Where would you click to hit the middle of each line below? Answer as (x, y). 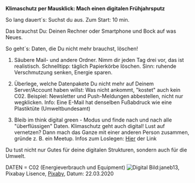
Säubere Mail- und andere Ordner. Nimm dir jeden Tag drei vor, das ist (99, 60)
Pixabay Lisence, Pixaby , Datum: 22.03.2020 (60, 174)
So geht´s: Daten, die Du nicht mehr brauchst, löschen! (72, 49)
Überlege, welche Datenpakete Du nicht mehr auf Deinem (84, 84)
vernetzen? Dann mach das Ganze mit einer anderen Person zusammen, (102, 132)
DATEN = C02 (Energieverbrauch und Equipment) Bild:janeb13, (93, 167)
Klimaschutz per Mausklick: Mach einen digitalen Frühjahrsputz (85, 8)
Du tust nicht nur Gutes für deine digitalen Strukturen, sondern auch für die (96, 150)
